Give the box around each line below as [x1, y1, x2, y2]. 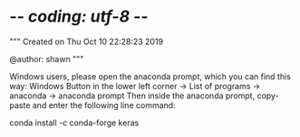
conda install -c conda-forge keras [9, 117, 140, 128]
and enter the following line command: [32, 99, 176, 110]
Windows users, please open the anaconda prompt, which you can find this [9, 70, 292, 82]
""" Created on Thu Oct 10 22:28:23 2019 [9, 36, 164, 47]
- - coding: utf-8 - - [9, 6, 149, 27]
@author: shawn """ [9, 53, 84, 64]
